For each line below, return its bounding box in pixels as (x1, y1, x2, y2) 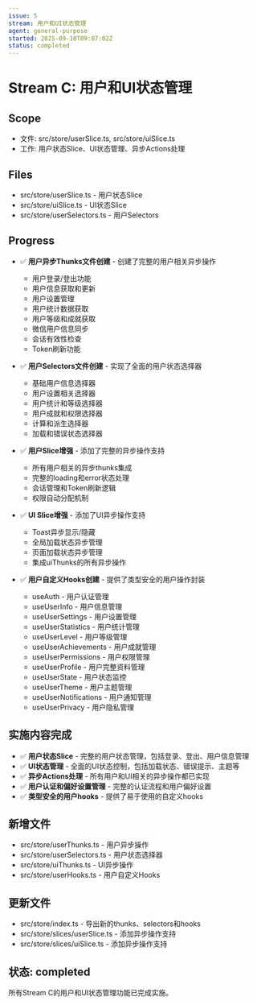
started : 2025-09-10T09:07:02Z (8, 34, 113, 43)
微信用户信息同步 (31, 324, 89, 333)
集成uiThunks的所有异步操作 (31, 557, 127, 567)
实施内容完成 (8, 728, 72, 742)
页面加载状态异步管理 (31, 547, 103, 556)
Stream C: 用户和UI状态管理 (8, 79, 193, 97)
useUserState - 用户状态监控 (31, 672, 127, 681)
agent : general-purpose (8, 27, 88, 35)
